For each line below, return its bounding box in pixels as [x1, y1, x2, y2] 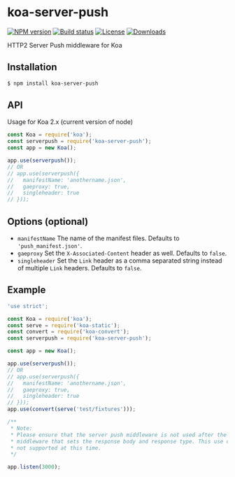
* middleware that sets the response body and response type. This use [10, 438, 224, 445]
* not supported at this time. [10, 444, 101, 452]
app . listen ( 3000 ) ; [7, 464, 61, 471]
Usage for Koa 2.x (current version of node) [7, 118, 134, 126]
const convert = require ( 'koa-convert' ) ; [7, 329, 130, 336]
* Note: [10, 424, 33, 431]
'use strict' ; [7, 303, 49, 310]
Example [7, 284, 46, 296]
